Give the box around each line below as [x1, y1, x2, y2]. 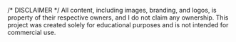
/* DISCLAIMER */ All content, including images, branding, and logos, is [7, 6, 217, 14]
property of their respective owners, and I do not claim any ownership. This [7, 13, 229, 22]
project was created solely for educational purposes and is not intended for [7, 21, 229, 29]
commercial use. [7, 28, 56, 36]
